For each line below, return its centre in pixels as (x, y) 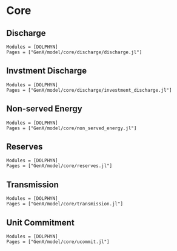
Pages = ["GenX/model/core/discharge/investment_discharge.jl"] (89, 90)
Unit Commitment (40, 222)
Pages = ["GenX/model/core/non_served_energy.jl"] (72, 128)
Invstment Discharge (47, 71)
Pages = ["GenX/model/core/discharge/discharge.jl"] (74, 52)
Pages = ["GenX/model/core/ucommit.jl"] (58, 242)
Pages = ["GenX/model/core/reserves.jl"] (59, 166)
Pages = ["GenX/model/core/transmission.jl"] (65, 204)
